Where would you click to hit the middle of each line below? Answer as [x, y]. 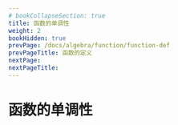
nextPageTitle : [34, 68]
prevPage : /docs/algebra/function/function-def [89, 46]
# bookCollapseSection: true [57, 16]
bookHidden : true [37, 38]
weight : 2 [25, 30]
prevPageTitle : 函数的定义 [50, 53]
